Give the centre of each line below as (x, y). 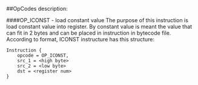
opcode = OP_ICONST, (43, 56)
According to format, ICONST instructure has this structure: (80, 39)
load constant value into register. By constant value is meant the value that (99, 27)
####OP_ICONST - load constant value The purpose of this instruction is (97, 20)
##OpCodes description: (37, 9)
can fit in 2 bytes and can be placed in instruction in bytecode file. (89, 33)
